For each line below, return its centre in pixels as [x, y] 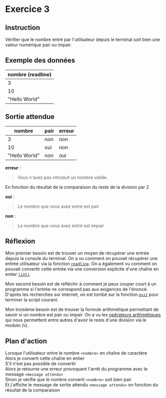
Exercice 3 [27, 9]
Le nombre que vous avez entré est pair [58, 206]
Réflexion [20, 241]
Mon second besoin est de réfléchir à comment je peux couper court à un [81, 284]
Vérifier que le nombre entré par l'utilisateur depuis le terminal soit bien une [83, 39]
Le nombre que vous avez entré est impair [61, 226]
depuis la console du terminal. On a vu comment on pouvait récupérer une [82, 259]
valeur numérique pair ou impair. [39, 45]
